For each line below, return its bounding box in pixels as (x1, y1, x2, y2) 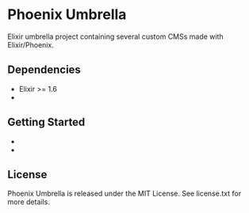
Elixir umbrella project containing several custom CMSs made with (7, 32, 224, 41)
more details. (7, 197, 51, 207)
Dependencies (7, 63, 81, 77)
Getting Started (7, 116, 86, 129)
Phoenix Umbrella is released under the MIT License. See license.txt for (7, 188, 242, 199)
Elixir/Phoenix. (7, 40, 55, 49)
